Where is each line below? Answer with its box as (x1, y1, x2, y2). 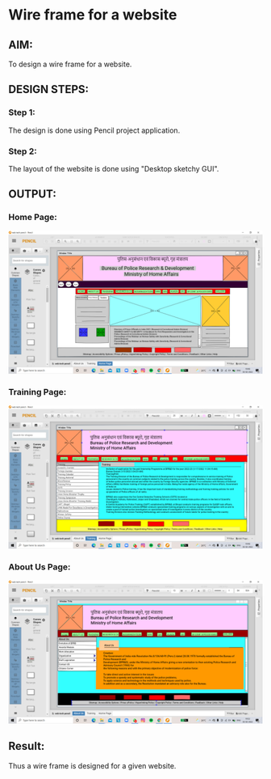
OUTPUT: (8, 188, 56, 201)
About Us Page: (8, 561, 71, 572)
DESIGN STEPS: (8, 83, 90, 96)
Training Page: (8, 387, 67, 398)
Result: (8, 739, 45, 753)
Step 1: (8, 107, 35, 118)
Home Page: (8, 212, 58, 223)
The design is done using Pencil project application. (8, 125, 181, 135)
